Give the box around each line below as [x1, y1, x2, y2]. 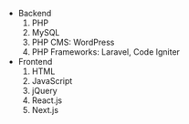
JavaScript [31, 76, 73, 86]
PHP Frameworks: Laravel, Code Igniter [31, 46, 181, 57]
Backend [17, 8, 52, 18]
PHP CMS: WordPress [31, 36, 115, 47]
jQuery [31, 86, 58, 96]
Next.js [31, 105, 59, 115]
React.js [31, 95, 62, 106]
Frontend [17, 57, 53, 67]
